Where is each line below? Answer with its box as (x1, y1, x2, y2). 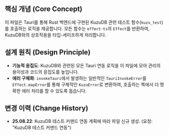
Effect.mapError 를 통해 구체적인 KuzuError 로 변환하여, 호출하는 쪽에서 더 (12, 81, 159, 87)
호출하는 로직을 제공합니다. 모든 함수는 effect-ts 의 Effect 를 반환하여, (10, 25, 150, 31)
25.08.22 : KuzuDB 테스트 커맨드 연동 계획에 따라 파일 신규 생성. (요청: (12, 118, 153, 124)
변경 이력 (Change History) (5, 104, 88, 113)
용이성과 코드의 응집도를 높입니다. (12, 69, 79, 75)
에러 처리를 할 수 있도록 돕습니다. (21, 87, 87, 94)
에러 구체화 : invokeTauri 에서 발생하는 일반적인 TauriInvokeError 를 (12, 75, 147, 81)
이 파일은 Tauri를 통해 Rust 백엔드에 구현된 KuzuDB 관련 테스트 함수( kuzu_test (5, 19, 162, 25)
